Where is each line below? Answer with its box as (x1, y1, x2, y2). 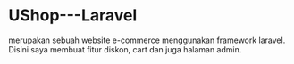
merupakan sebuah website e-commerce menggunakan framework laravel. (8, 35, 286, 45)
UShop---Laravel (8, 5, 138, 26)
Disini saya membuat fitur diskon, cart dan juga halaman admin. (8, 44, 242, 54)
